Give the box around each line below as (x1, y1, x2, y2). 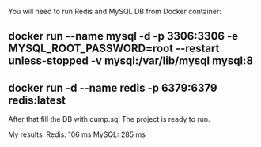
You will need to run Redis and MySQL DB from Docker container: (8, 7, 221, 16)
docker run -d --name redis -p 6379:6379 (8, 81, 217, 94)
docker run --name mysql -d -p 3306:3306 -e (8, 29, 239, 43)
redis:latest (8, 93, 66, 107)
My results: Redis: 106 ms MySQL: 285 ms (8, 130, 146, 139)
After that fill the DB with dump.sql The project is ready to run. (8, 115, 210, 124)
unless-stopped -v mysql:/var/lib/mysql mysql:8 (8, 55, 254, 68)
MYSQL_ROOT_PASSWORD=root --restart (8, 42, 220, 55)
